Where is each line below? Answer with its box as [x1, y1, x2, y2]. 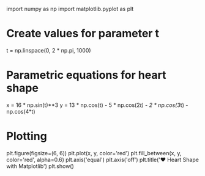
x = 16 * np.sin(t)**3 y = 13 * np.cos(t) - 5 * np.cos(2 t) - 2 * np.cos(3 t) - [6, 101, 188, 109]
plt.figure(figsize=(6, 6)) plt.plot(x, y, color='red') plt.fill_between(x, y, [6, 149, 182, 156]
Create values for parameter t [6, 27, 160, 40]
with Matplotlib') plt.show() [6, 162, 75, 170]
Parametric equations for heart [6, 68, 166, 82]
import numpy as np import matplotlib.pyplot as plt [6, 5, 134, 12]
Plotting [6, 130, 47, 143]
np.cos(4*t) [6, 108, 35, 115]
